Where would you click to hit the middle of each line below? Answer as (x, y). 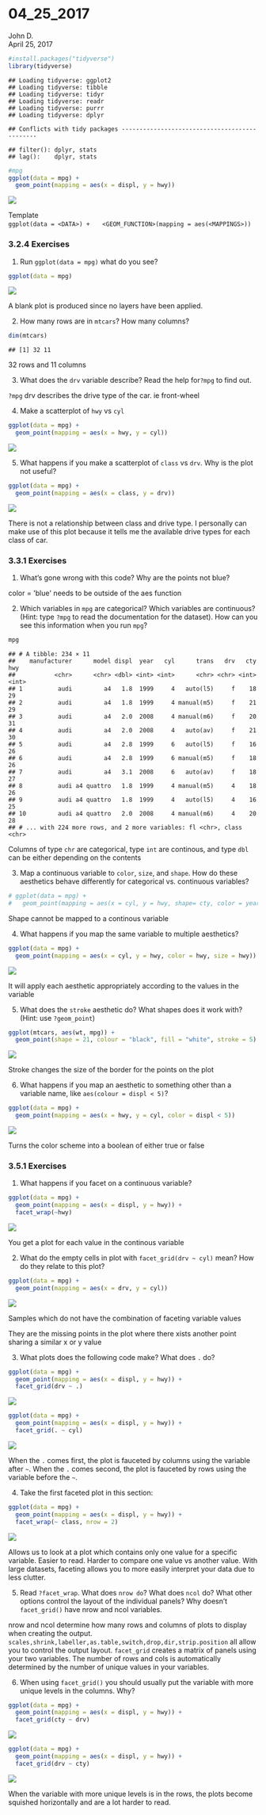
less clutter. (27, 1577)
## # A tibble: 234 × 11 (49, 655)
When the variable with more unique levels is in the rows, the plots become (131, 1794)
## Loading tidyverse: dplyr (56, 115)
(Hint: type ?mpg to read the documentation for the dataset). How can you (139, 617)
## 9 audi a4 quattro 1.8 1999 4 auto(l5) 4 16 (133, 800)
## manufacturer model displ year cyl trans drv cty (133, 661)
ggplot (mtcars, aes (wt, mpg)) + (61, 1032)
